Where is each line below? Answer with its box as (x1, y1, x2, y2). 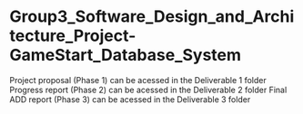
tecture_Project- (9, 25, 136, 46)
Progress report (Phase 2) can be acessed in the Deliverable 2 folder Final (9, 84, 288, 95)
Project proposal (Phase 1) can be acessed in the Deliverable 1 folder (9, 74, 267, 85)
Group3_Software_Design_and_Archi (9, 6, 295, 27)
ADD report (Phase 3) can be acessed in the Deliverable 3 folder (9, 93, 251, 105)
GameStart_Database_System (9, 45, 242, 65)
